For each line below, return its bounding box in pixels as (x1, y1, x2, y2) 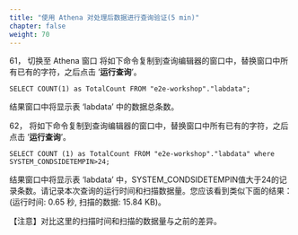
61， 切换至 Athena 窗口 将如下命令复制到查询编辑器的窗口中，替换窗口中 (9, 56, 281, 66)
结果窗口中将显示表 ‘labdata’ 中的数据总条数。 (9, 101, 180, 112)
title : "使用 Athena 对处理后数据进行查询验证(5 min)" (9, 13, 200, 22)
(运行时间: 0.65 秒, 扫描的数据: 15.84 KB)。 (9, 196, 166, 207)
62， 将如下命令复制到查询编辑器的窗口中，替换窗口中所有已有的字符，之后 (9, 120, 289, 131)
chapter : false (9, 22, 66, 30)
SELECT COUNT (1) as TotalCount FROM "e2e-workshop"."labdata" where (9, 150, 276, 159)
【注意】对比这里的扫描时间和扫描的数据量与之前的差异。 (9, 216, 222, 227)
